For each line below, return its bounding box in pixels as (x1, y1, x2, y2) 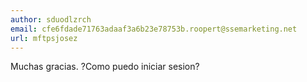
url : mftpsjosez (10, 33, 78, 43)
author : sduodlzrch (10, 14, 92, 25)
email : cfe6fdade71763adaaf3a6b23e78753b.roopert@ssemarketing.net (10, 24, 298, 34)
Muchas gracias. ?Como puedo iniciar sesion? (10, 61, 200, 73)
